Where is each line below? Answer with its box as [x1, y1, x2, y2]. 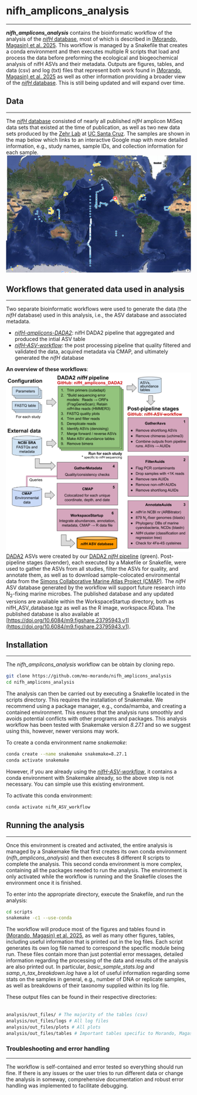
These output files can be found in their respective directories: [6, 994, 157, 1001]
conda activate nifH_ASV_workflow [6, 804, 91, 810]
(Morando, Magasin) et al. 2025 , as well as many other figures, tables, [6, 932, 175, 939]
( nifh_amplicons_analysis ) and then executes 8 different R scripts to [6, 854, 171, 861]
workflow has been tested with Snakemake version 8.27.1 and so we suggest [6, 722, 191, 729]
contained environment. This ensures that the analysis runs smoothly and [6, 709, 184, 716]
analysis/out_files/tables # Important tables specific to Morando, [6, 1030, 177, 1036]
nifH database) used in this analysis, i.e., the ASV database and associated [6, 312, 187, 319]
